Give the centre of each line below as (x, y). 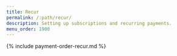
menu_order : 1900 (28, 29)
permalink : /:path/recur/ (39, 18)
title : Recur (23, 12)
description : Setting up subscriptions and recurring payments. (89, 23)
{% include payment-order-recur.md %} (56, 46)
